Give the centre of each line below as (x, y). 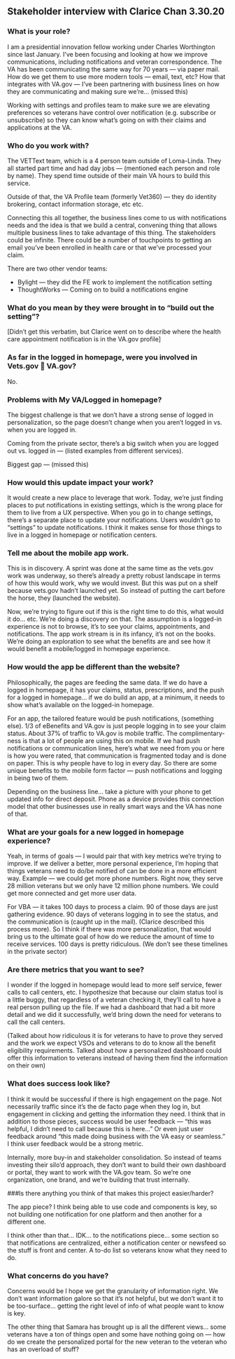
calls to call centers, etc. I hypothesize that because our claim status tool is (115, 992)
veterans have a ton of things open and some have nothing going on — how (116, 1334)
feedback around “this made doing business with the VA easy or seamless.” (116, 1136)
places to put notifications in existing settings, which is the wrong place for (115, 505)
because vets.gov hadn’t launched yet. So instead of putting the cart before (116, 591)
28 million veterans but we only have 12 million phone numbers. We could (113, 886)
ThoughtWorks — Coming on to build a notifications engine (103, 289)
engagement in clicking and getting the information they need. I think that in (116, 1114)
